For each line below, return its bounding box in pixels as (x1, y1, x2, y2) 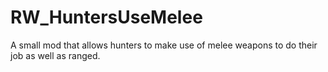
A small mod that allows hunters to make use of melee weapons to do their (10, 39, 318, 51)
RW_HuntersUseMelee (10, 6, 203, 29)
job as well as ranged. (10, 49, 101, 61)
